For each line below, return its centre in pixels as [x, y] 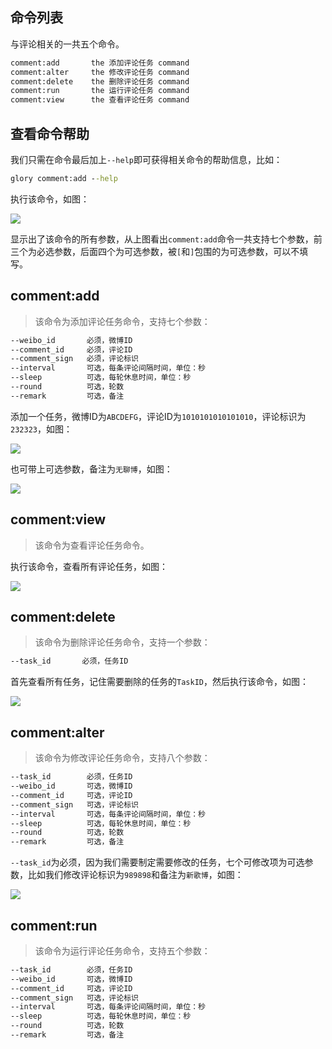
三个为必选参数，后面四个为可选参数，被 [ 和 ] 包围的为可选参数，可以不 [155, 251]
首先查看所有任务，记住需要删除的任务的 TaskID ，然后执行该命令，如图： [159, 682]
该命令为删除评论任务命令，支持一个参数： [122, 642]
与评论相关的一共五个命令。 [67, 44]
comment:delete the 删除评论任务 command [100, 81]
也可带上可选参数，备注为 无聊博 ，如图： [91, 469]
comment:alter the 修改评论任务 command [100, 72]
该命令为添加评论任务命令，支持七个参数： [122, 321]
